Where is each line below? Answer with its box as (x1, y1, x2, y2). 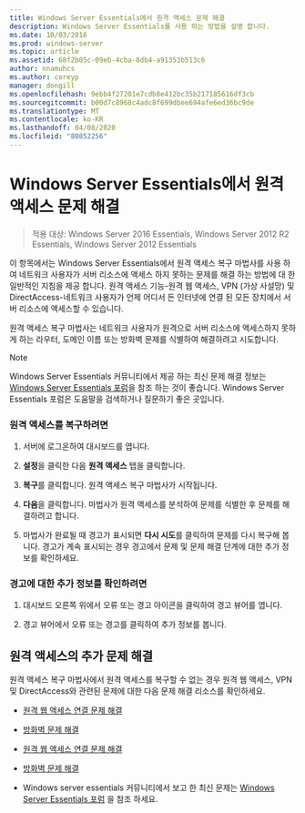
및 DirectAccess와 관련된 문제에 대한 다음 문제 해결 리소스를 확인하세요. (9, 686, 266, 696)
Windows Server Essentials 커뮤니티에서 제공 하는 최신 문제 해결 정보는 (9, 371, 267, 381)
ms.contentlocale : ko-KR (9, 115, 104, 124)
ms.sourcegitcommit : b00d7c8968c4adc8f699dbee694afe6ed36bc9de (9, 97, 255, 107)
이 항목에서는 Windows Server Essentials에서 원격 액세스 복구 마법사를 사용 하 (9, 257, 291, 269)
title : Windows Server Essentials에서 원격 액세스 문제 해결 (9, 13, 226, 23)
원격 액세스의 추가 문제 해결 (9, 648, 153, 664)
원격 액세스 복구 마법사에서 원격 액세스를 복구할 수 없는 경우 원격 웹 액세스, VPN (9, 675, 293, 686)
